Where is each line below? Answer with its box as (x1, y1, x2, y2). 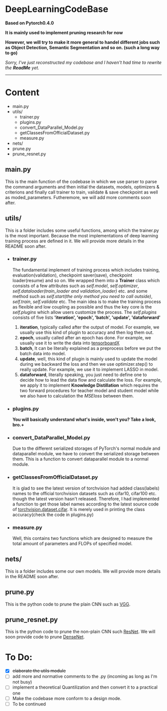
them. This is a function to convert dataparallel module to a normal (12, 456, 149, 462)
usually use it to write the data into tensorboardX (19, 340, 120, 346)
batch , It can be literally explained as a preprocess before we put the (19, 345, 162, 351)
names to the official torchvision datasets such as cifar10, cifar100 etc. (12, 490, 157, 496)
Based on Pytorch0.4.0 (5, 20, 54, 26)
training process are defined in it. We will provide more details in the (5, 238, 145, 244)
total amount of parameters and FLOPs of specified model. (12, 540, 133, 546)
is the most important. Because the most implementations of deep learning (5, 232, 158, 238)
